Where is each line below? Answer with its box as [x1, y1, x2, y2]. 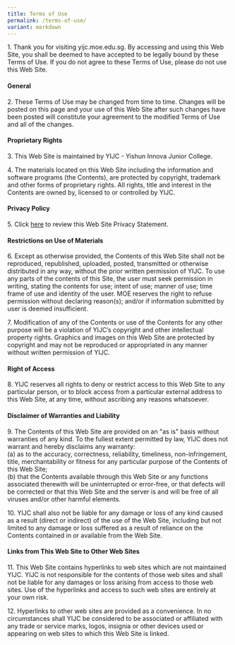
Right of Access [7, 364, 55, 373]
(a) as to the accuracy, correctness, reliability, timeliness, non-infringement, [7, 450, 228, 458]
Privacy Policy [7, 204, 51, 213]
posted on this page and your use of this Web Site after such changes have [7, 105, 226, 113]
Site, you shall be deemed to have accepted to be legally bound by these [7, 50, 219, 59]
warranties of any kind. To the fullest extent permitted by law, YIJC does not [7, 434, 228, 443]
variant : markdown [7, 23, 61, 30]
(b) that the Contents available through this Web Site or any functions [7, 472, 209, 481]
